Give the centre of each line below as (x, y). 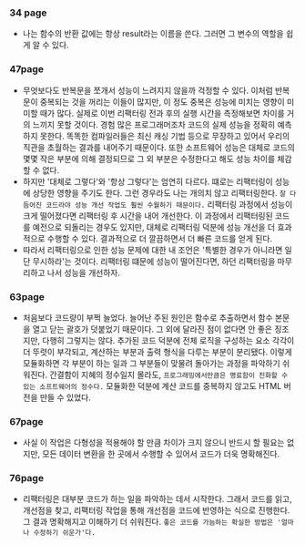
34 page (28, 13)
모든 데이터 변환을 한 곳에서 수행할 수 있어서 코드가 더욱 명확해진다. (161, 454)
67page (26, 421)
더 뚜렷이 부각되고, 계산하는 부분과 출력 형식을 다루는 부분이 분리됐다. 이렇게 (158, 352)
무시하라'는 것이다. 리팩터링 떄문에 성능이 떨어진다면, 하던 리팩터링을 (154, 261)
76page (26, 478)
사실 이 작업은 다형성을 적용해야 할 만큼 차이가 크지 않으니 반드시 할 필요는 (153, 443)
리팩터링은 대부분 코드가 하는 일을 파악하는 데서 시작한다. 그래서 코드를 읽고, (158, 499)
